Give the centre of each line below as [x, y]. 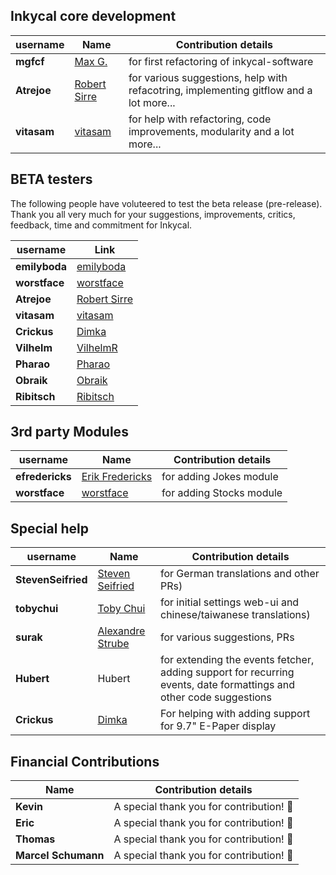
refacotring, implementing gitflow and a [220, 90]
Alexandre [121, 631]
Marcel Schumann [60, 856]
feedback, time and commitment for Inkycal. [101, 225]
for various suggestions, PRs [227, 637]
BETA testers [51, 179]
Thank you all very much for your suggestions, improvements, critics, [153, 214]
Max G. [91, 61]
